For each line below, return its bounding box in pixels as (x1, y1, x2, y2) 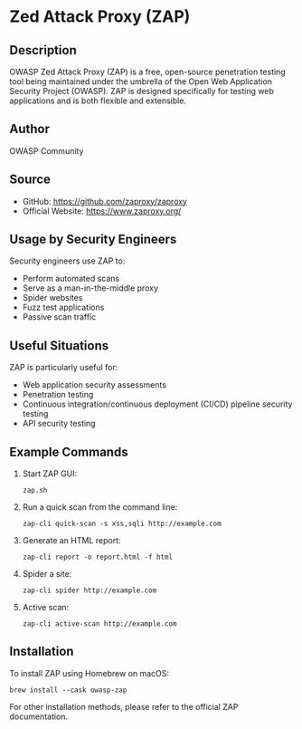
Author (9, 121, 50, 137)
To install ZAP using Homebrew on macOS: (9, 667, 170, 678)
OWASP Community (9, 145, 84, 156)
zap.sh (22, 486, 48, 495)
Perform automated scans (22, 273, 120, 284)
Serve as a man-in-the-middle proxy (22, 283, 158, 293)
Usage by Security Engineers (9, 232, 177, 247)
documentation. (9, 711, 69, 722)
